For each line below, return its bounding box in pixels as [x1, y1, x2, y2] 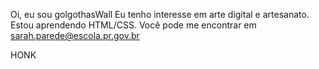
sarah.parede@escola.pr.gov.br [10, 30, 140, 41]
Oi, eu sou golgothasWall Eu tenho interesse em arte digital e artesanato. [10, 9, 310, 20]
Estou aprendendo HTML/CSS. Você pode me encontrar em [10, 19, 257, 31]
